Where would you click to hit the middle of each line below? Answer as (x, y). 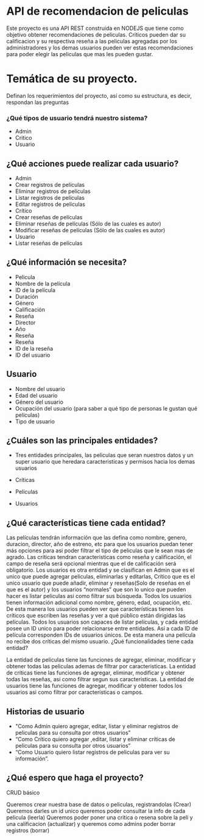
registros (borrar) (28, 830)
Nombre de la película (43, 283)
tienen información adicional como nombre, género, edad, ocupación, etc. (99, 602)
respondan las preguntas (37, 102)
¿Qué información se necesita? (67, 262)
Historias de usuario (45, 711)
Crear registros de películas (50, 184)
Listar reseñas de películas (49, 243)
